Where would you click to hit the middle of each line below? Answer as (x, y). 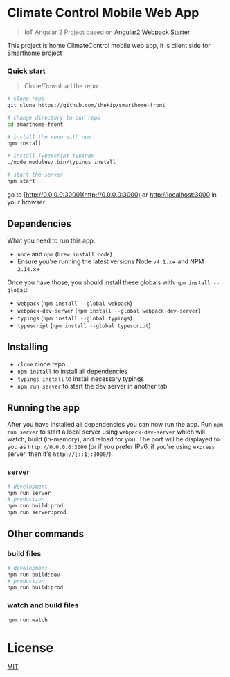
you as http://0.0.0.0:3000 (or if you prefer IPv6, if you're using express (111, 447)
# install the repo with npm (49, 137)
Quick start (27, 71)
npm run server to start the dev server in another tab (92, 386)
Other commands (46, 534)
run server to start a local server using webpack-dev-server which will (106, 432)
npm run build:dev (34, 575)
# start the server (35, 175)
